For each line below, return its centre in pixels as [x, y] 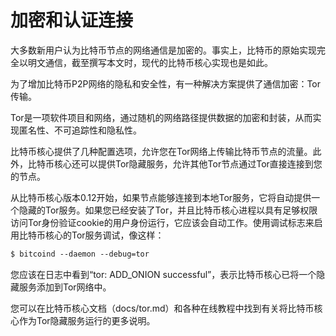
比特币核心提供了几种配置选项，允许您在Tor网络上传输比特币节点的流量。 [161, 151]
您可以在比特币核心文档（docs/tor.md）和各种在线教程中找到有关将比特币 [162, 308]
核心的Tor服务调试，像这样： [104, 235]
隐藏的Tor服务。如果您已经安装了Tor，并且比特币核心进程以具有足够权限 [168, 210]
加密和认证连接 [72, 20]
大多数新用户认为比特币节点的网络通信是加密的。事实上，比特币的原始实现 [163, 50]
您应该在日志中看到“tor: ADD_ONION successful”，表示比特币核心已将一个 [163, 274]
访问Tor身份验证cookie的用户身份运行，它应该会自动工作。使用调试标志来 [162, 222]
